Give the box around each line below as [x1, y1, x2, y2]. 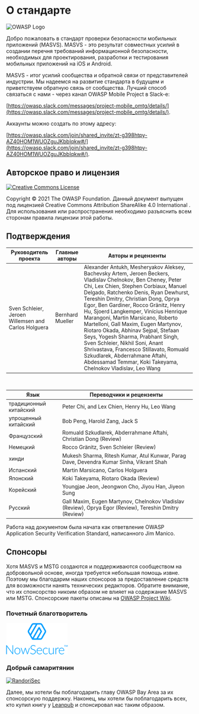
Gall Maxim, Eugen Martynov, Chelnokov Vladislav [62, 497, 185, 505]
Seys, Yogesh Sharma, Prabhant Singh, [84, 333, 179, 340]
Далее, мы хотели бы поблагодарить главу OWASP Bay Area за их [6, 688, 174, 696]
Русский [8, 504, 30, 511]
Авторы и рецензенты [108, 252, 166, 259]
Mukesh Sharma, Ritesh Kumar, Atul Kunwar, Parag [62, 452, 187, 459]
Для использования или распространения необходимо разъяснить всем [6, 208, 192, 215]
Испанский [8, 466, 37, 474]
